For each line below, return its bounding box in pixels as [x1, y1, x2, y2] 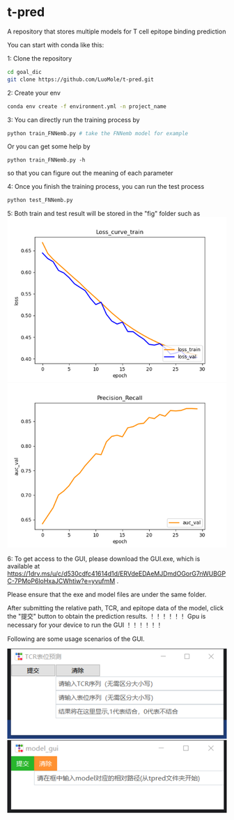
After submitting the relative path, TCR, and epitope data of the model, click [7, 604, 224, 612]
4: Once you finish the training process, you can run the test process [7, 183, 205, 191]
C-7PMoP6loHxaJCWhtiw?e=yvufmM [7, 577, 116, 585]
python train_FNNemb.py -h [7, 157, 86, 164]
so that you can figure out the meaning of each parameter [7, 169, 173, 178]
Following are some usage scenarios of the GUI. [7, 635, 145, 643]
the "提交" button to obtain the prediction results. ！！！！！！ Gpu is [7, 612, 206, 621]
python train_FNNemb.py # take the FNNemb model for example [7, 130, 189, 137]
